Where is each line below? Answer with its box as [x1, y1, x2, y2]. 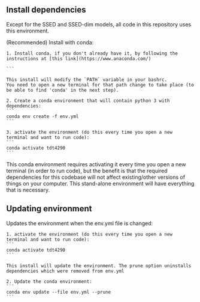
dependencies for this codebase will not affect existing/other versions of [6, 174, 186, 181]
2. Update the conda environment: [6, 279, 93, 285]
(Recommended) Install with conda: [6, 38, 94, 46]
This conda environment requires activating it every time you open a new [6, 160, 186, 168]
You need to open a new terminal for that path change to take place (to [6, 82, 195, 88]
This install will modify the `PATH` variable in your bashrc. [6, 76, 168, 83]
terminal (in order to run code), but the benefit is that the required [6, 167, 168, 174]
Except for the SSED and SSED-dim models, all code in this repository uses [6, 20, 192, 28]
